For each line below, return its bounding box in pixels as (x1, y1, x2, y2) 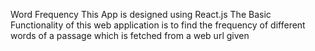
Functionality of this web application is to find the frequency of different (10, 19, 306, 31)
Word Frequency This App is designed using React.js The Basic (10, 9, 272, 20)
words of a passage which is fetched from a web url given (10, 30, 250, 41)
